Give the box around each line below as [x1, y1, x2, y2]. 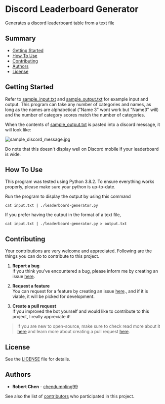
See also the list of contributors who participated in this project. [5, 393, 135, 399]
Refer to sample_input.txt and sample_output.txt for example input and [5, 96, 148, 102]
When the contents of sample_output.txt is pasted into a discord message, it [5, 121, 161, 127]
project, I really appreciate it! [12, 314, 71, 320]
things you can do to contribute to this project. [5, 253, 100, 259]
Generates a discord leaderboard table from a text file [5, 20, 115, 26]
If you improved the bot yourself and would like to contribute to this [12, 308, 149, 314]
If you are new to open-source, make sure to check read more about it [17, 323, 161, 329]
